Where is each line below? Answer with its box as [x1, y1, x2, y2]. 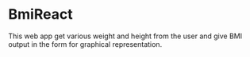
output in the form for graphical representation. [8, 39, 163, 48]
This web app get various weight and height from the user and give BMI [8, 31, 243, 41]
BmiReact [8, 5, 73, 23]
